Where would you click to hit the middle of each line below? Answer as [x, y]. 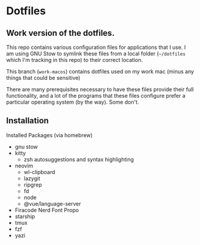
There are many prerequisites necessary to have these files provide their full [100, 89]
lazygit [32, 178]
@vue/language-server [52, 203]
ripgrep [33, 184]
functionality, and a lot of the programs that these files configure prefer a [96, 96]
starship [25, 216]
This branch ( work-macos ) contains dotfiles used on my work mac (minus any [100, 72]
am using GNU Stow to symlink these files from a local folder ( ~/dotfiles [96, 54]
